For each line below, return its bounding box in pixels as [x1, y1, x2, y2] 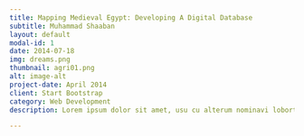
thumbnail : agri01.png [9, 64, 95, 73]
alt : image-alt [9, 72, 67, 81]
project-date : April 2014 [9, 80, 107, 89]
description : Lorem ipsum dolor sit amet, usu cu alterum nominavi [9, 105, 270, 114]
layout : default [9, 30, 71, 39]
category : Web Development [9, 96, 111, 106]
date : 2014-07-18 [9, 47, 75, 56]
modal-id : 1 [9, 38, 54, 48]
